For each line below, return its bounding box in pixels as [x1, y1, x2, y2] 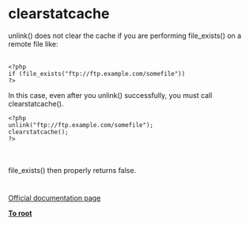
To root [8, 208, 32, 218]
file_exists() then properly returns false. [8, 165, 137, 174]
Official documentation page [8, 193, 101, 203]
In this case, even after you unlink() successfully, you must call [8, 90, 213, 99]
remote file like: [8, 39, 58, 48]
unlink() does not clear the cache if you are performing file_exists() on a [8, 31, 242, 40]
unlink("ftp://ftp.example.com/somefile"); [8, 121, 154, 129]
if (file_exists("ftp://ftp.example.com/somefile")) [8, 69, 186, 77]
